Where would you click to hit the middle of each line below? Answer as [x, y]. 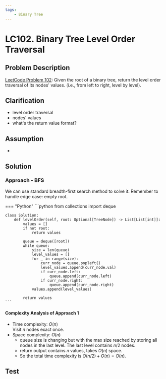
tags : [11, 10]
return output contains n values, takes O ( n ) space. [71, 351]
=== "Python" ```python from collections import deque [61, 206]
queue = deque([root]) [46, 241]
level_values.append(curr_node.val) [78, 267]
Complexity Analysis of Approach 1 [42, 313]
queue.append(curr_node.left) [81, 276]
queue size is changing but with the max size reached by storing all [88, 340]
